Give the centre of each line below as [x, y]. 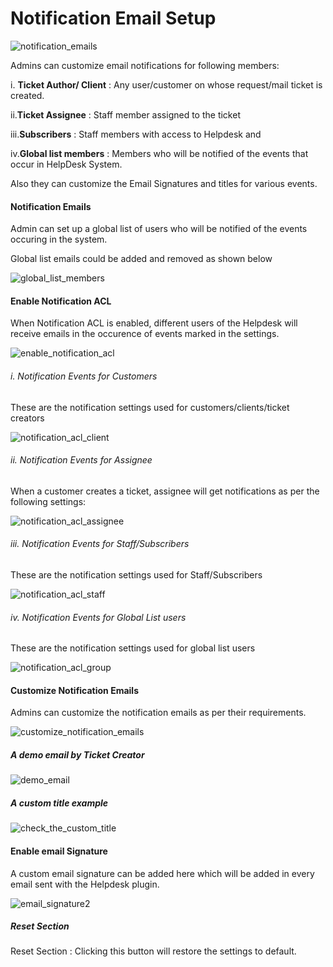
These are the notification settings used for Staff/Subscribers [136, 574]
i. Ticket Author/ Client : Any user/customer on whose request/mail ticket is [166, 84]
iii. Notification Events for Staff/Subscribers [100, 544]
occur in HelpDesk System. [66, 164]
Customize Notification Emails [74, 690]
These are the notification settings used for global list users [133, 648]
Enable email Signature [59, 851]
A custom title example [59, 803]
